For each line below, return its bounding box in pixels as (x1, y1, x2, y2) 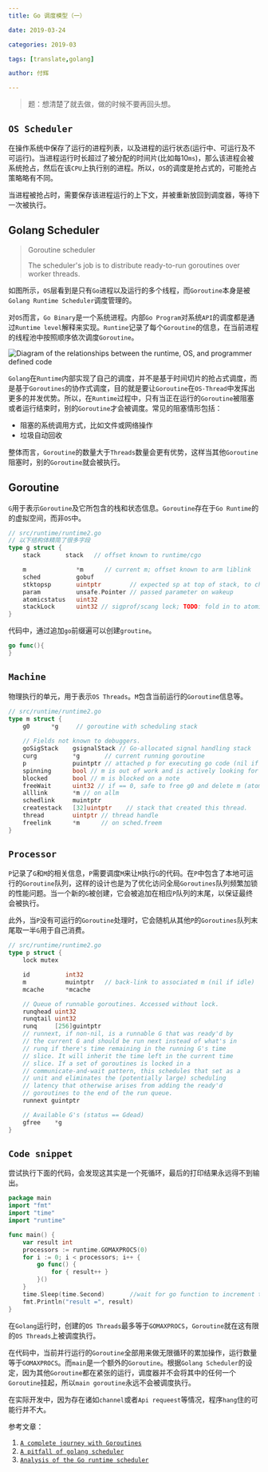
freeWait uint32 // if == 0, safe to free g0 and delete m (22, 782, 241, 790)
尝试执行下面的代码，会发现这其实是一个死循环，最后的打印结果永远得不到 (8, 1168, 253, 1178)
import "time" (8, 1209, 56, 1217)
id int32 (22, 971, 84, 979)
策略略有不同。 (8, 173, 57, 182)
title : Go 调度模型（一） (8, 11, 86, 20)
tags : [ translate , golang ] (8, 55, 94, 63)
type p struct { (8, 949, 62, 957)
